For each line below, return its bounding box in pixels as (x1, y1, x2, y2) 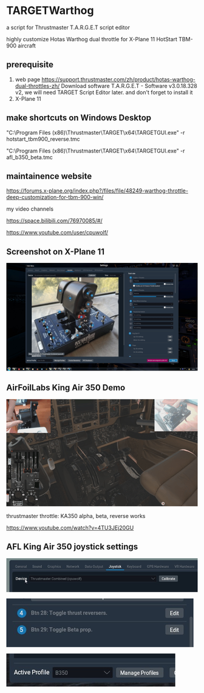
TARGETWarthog (6, 4, 94, 18)
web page (15, 75, 41, 83)
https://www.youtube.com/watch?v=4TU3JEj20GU (6, 524, 134, 531)
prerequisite (6, 60, 53, 70)
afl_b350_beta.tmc (6, 153, 53, 161)
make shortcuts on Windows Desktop (6, 113, 152, 123)
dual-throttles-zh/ (15, 82, 60, 89)
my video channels (6, 205, 53, 213)
